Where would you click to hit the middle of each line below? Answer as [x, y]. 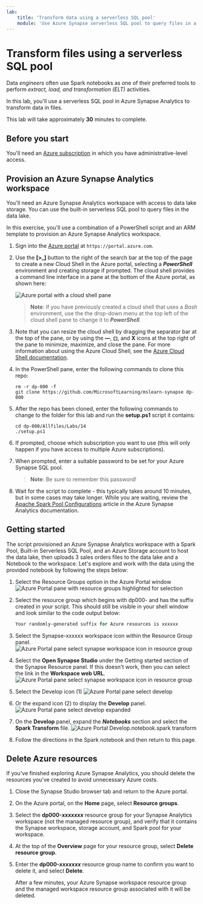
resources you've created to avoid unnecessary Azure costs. [82, 780]
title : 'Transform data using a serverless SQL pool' [86, 18]
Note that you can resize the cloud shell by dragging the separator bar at [106, 331]
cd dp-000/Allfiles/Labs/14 [50, 426]
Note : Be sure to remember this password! [83, 479]
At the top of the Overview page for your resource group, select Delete [104, 846]
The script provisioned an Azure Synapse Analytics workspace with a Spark [101, 544]
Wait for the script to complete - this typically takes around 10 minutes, [103, 491]
